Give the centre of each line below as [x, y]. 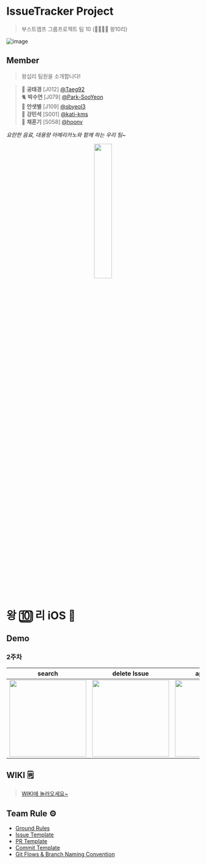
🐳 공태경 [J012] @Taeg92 [53, 89]
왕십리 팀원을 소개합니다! [51, 76]
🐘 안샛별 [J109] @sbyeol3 [53, 106]
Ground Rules [32, 828]
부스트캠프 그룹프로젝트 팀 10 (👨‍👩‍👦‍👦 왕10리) [74, 29]
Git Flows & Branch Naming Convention [65, 854]
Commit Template [37, 848]
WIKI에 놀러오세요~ [45, 794]
